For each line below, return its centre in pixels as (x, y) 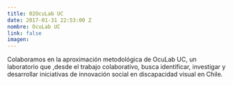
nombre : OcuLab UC (34, 26)
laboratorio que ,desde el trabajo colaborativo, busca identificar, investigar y (116, 67)
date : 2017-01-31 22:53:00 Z (49, 20)
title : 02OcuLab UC (35, 14)
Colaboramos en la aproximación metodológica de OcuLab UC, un (102, 59)
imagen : (18, 40)
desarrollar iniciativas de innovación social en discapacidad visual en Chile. (115, 75)
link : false (24, 33)
